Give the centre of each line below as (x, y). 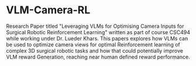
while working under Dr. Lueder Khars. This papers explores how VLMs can (97, 38)
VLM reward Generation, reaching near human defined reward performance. (98, 57)
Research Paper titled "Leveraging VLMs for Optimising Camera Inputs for (95, 26)
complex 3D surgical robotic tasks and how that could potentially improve (94, 50)
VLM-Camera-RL (48, 10)
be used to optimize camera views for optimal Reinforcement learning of (93, 45)
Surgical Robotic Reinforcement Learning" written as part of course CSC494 (98, 32)
